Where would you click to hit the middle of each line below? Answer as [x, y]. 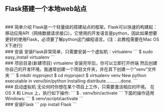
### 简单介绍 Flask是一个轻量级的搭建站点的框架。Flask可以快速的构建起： [81, 27]
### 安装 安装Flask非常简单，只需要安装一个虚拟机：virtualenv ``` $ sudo [79, 51]
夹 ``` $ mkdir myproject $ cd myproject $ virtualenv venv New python [76, 75]
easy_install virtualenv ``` [30, 57]
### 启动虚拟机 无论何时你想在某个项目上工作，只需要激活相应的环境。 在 [80, 87]
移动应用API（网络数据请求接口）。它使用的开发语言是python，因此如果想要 [81, 33]
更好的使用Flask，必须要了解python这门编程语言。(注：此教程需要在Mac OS [82, 39]
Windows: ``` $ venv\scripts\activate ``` [44, 98]
